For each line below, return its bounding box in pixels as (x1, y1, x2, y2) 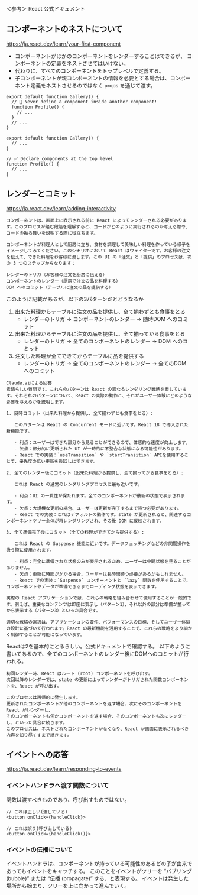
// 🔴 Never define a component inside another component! (11, 99, 158, 105)
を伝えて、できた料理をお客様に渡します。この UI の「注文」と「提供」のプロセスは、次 (6, 254, 192, 260)
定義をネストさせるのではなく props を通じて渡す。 (30, 82, 156, 89)
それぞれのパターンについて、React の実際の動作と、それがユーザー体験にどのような (14, 393, 193, 398)
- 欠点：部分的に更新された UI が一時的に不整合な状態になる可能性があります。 (14, 446, 184, 452)
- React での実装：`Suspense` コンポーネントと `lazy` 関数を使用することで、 (14, 577, 191, 583)
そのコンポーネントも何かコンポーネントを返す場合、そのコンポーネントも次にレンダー (6, 713, 187, 719)
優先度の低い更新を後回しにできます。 (18, 458, 98, 464)
